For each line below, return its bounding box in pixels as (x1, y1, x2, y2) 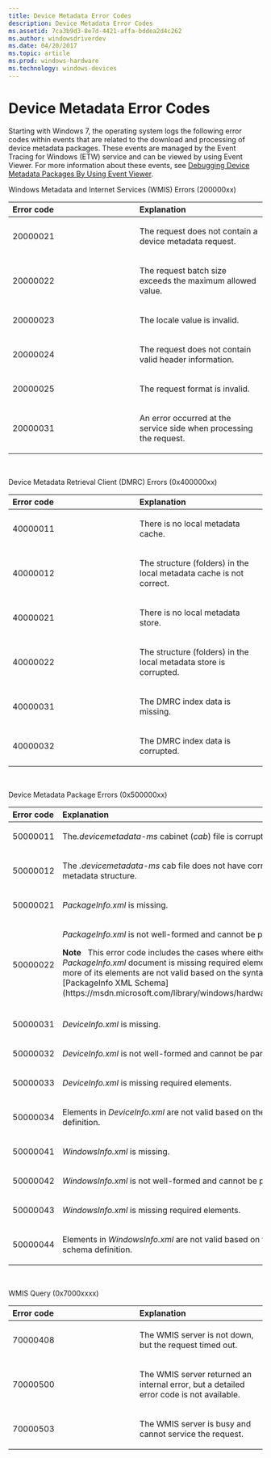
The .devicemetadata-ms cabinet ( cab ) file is (62, 830, 234, 841)
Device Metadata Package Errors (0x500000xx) (8, 790, 168, 799)
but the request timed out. (140, 1339, 238, 1351)
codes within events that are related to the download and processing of (8, 134, 246, 144)
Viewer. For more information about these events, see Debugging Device (8, 160, 250, 170)
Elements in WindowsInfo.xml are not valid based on (62, 1233, 261, 1245)
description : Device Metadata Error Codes (8, 19, 153, 27)
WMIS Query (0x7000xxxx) (8, 1288, 99, 1298)
